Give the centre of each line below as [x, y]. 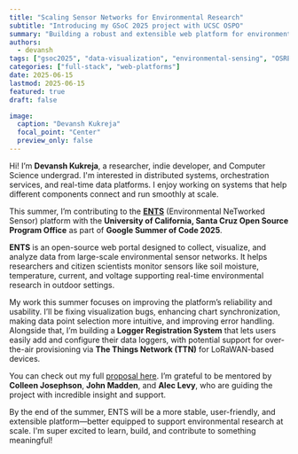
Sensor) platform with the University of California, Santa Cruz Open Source [149, 220]
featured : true [37, 91]
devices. [25, 358]
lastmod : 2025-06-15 [47, 83]
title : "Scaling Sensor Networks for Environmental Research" [126, 17]
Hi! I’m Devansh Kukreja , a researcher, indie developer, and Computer [137, 166]
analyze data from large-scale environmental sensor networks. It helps [138, 256]
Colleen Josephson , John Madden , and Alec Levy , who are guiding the [141, 385]
